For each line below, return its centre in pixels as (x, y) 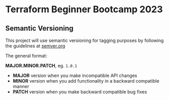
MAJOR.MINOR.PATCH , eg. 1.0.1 (41, 66)
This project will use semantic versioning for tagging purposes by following (84, 40)
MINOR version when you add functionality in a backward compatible (86, 81)
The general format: (26, 56)
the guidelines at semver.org (35, 46)
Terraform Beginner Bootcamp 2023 (84, 9)
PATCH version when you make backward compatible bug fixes (80, 92)
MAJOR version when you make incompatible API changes (75, 76)
